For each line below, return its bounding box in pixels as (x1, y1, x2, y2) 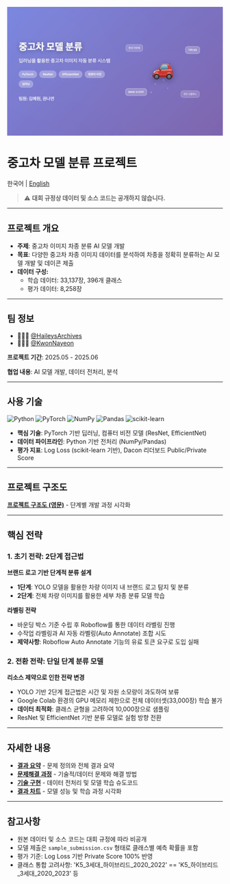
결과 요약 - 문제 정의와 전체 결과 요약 (16, 761, 115, 770)
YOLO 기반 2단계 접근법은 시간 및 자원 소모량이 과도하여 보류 (16, 688, 179, 696)
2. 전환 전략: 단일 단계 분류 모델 (7, 657, 104, 666)
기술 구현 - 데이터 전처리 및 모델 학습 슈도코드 (16, 779, 138, 787)
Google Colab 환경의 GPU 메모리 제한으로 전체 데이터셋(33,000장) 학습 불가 (16, 696, 222, 705)
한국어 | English (7, 179, 50, 188)
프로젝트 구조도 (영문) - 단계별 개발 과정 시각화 (7, 501, 131, 509)
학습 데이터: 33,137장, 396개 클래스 (27, 276, 123, 284)
